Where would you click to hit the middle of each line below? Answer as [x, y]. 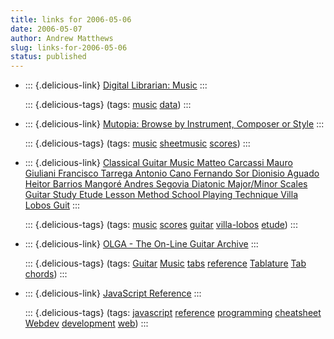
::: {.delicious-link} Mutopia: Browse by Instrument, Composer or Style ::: [174, 124]
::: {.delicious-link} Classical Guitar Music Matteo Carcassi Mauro [158, 163]
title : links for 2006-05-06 [71, 19]
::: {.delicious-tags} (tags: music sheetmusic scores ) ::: [137, 143]
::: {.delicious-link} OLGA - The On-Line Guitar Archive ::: [141, 244]
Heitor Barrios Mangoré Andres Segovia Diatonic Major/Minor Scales [166, 184]
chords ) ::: [46, 274]
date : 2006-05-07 [46, 29]
